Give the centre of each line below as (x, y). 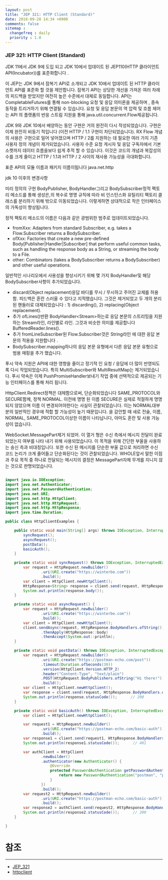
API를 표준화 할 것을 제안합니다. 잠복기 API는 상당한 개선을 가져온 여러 (82, 90)
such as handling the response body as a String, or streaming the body (85, 249)
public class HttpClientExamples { (42, 521)
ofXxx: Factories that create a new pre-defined (60, 238)
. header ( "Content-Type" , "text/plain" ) (82, 674)
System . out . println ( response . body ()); (63, 590)
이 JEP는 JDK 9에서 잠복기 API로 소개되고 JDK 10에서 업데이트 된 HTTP (76, 83)
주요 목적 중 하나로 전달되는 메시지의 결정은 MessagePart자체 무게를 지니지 (84, 460)
